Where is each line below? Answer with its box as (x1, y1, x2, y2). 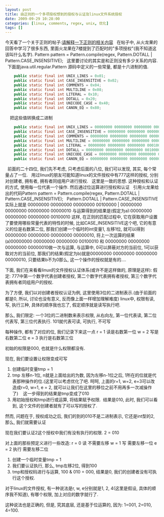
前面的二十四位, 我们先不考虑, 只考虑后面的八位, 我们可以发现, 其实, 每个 (7, 166, 152, 172)
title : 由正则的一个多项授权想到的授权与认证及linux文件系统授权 (5, 12, 123, 17)
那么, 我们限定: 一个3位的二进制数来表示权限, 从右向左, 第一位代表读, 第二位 (5, 313, 157, 318)
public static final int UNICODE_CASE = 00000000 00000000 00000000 (14, 152, 156, 157)
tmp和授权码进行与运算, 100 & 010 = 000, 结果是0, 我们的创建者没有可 (12, 469, 153, 475)
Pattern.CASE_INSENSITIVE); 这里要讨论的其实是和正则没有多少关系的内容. (5, 58, 158, 64)
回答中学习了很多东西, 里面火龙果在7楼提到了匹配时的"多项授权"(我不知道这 (5, 45, 157, 51)
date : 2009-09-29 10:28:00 (5, 16, 60, 21)
